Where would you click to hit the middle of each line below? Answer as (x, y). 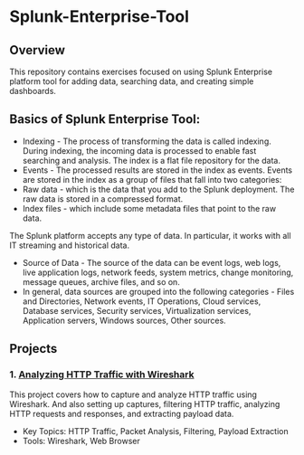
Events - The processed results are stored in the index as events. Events (157, 170)
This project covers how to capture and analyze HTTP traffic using (133, 394)
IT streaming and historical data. (69, 245)
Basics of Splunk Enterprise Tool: (105, 119)
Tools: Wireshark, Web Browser (81, 441)
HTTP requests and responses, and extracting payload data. (122, 413)
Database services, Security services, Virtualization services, (137, 310)
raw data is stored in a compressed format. (103, 199)
